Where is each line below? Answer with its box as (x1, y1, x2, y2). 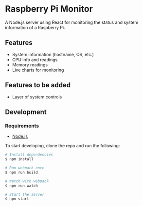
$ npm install (5, 157, 34, 162)
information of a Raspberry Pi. (5, 24, 65, 30)
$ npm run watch (5, 183, 38, 188)
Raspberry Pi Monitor (5, 3, 93, 15)
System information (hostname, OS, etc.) (12, 51, 94, 57)
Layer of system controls (12, 94, 62, 100)
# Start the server (5, 192, 45, 197)
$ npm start (5, 196, 29, 202)
